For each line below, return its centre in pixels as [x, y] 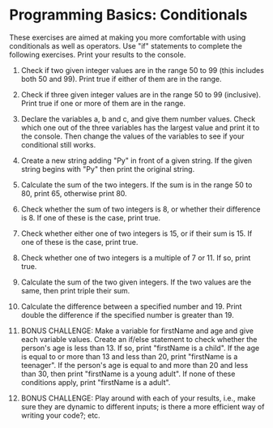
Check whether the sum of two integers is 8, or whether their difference [141, 209]
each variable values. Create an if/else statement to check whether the [139, 339]
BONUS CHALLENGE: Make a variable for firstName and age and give [137, 331]
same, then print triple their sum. [75, 290]
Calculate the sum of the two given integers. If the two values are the [136, 282]
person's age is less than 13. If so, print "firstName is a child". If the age [140, 348]
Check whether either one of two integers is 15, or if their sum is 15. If [136, 233]
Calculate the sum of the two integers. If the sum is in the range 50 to [136, 185]
